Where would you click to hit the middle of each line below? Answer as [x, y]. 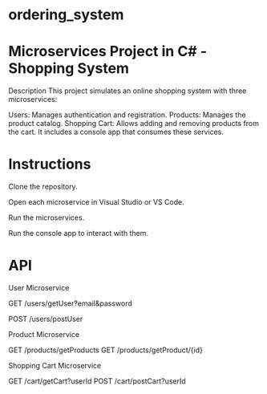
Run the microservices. [47, 217]
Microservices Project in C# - [108, 52]
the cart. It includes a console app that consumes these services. [116, 132]
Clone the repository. [43, 187]
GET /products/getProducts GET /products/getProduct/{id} [105, 350]
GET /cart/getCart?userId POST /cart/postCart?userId [97, 381]
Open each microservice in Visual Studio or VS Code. [96, 202]
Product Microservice [44, 334]
